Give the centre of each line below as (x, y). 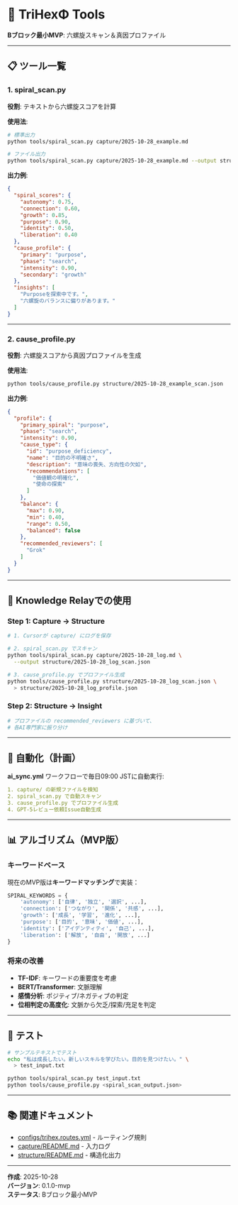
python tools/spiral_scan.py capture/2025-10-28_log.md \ (95, 656)
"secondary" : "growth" (53, 275)
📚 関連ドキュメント (51, 1116)
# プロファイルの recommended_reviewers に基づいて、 (81, 721)
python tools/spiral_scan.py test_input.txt (74, 1079)
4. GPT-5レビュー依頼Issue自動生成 (54, 809)
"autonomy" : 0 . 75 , (47, 202)
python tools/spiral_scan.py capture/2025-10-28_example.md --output (112, 161)
